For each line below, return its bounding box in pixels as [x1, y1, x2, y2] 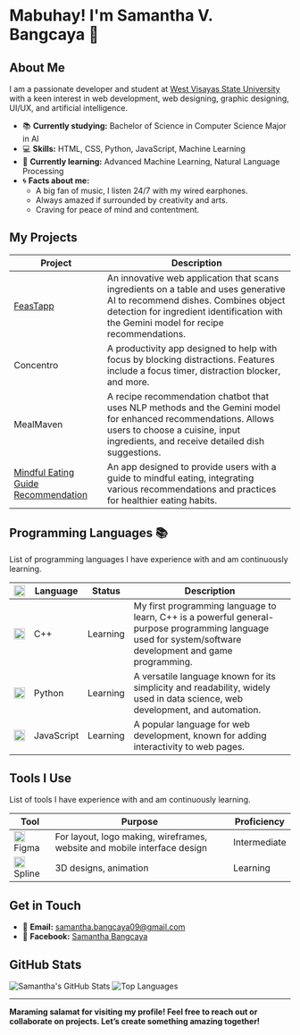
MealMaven [13, 417, 63, 430]
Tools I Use [9, 770, 72, 787]
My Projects [9, 230, 78, 246]
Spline [13, 868, 40, 880]
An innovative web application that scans [106, 272, 279, 284]
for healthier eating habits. [106, 493, 218, 506]
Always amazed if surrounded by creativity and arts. [35, 195, 229, 206]
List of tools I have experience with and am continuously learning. [9, 795, 252, 805]
